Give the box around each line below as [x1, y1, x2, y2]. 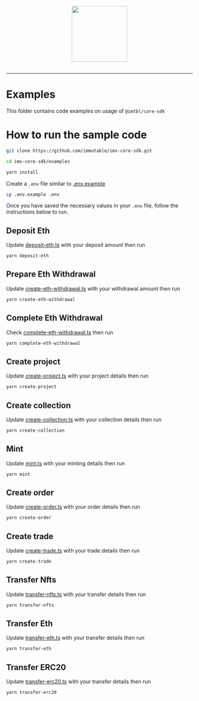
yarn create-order [6, 515, 52, 521]
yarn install [6, 169, 38, 175]
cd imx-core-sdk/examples [6, 158, 70, 164]
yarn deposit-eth [6, 253, 49, 259]
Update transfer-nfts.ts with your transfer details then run [6, 591, 146, 598]
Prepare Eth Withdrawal [6, 269, 96, 280]
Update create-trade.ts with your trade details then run [6, 547, 140, 554]
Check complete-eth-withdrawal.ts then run [6, 329, 114, 336]
